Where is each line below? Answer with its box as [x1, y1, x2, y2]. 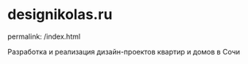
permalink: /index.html [7, 32, 81, 41]
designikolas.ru [7, 6, 113, 24]
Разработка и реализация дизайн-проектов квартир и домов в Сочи [7, 47, 240, 56]
